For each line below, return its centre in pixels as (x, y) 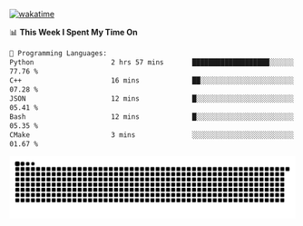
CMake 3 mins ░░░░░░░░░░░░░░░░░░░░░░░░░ (152, 135)
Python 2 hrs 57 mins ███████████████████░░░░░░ (152, 63)
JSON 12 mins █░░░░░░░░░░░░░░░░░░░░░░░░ (152, 99)
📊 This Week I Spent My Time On (73, 32)
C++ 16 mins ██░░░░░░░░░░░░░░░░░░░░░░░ (152, 81)
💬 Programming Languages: (58, 54)
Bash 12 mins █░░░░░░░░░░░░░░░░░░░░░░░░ (152, 117)
